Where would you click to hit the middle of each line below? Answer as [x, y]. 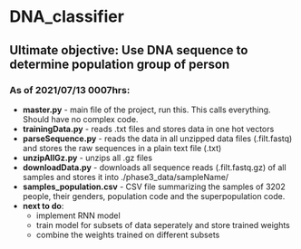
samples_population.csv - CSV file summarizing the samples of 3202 [154, 187]
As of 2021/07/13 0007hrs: [70, 90]
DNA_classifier [67, 17]
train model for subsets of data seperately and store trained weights [163, 225]
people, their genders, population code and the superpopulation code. [154, 196]
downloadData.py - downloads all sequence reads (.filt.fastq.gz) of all [155, 167]
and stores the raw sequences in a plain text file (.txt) [122, 148]
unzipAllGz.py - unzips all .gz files [87, 158]
